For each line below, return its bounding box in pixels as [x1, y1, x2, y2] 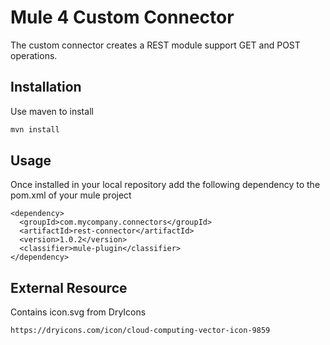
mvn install [10, 124, 60, 135]
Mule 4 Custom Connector [10, 6, 235, 29]
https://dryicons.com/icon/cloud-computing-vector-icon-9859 [10, 326, 271, 336]
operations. [10, 49, 58, 61]
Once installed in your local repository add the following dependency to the [10, 179, 321, 191]
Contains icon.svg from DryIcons [10, 306, 147, 318]
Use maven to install [10, 105, 94, 117]
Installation [10, 79, 82, 96]
